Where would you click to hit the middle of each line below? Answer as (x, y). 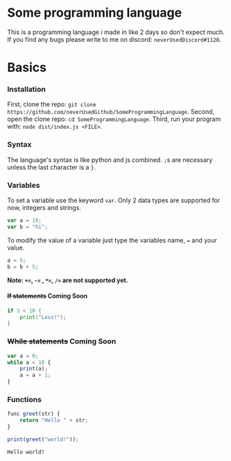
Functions (24, 399)
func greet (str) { (34, 414)
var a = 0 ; (23, 356)
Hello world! (26, 452)
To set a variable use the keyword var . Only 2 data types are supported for (114, 200)
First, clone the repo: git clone (52, 104)
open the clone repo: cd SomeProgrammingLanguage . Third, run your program (114, 119)
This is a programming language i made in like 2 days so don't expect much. (116, 32)
